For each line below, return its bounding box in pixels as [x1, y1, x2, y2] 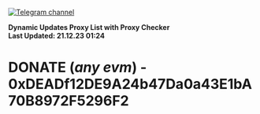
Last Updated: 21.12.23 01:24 [8, 31, 105, 40]
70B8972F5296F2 [8, 92, 129, 110]
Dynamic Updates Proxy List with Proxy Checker [8, 23, 170, 31]
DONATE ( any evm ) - [8, 59, 147, 76]
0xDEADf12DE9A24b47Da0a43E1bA [8, 75, 252, 94]
